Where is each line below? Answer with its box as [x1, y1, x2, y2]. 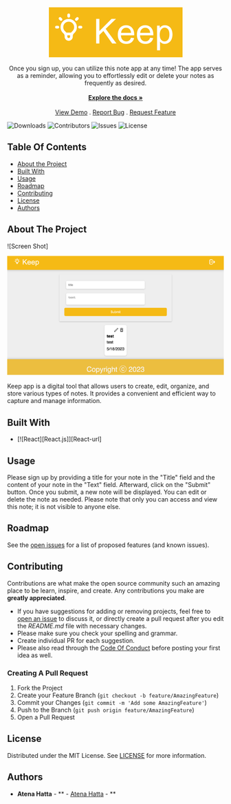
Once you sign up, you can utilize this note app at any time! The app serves [9, 64, 222, 72]
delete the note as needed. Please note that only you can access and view [7, 495, 218, 504]
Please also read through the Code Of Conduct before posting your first [16, 643, 221, 652]
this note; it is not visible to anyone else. [7, 503, 121, 511]
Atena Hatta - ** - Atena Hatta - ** [16, 790, 116, 798]
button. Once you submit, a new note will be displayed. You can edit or [7, 488, 207, 496]
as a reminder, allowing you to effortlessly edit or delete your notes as [16, 72, 214, 79]
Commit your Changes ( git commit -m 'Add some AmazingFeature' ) [16, 699, 208, 706]
